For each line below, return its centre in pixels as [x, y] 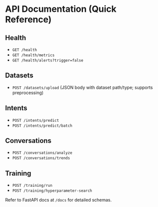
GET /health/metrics [33, 55]
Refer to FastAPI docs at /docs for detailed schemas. [59, 200]
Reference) [28, 19]
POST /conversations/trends [41, 158]
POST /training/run [32, 186]
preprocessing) [28, 93]
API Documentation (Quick [61, 9]
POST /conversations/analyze [42, 153]
